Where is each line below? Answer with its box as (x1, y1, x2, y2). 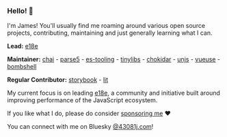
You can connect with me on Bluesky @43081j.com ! (7, 123, 154, 131)
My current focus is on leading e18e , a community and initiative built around (7, 89, 221, 97)
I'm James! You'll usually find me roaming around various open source (7, 22, 206, 30)
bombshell (7, 63, 37, 71)
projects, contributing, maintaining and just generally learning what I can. (7, 29, 213, 37)
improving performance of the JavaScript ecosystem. (7, 96, 158, 104)
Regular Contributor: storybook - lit (7, 76, 109, 84)
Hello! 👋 (7, 6, 34, 16)
